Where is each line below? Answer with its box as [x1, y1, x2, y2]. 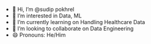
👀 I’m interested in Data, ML [12, 12, 82, 19]
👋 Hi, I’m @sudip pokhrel [12, 6, 75, 13]
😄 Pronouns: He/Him [12, 31, 66, 39]
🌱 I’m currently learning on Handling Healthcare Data [12, 19, 145, 25]
